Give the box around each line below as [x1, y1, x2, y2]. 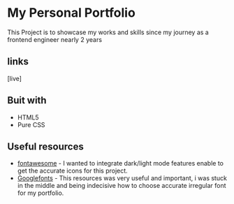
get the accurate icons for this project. [17, 166, 128, 175]
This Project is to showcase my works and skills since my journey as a [7, 28, 210, 36]
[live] [7, 74, 22, 82]
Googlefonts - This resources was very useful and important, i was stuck [17, 174, 227, 182]
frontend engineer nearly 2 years [7, 35, 103, 43]
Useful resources [7, 140, 84, 152]
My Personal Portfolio [7, 5, 136, 21]
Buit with [7, 94, 47, 106]
